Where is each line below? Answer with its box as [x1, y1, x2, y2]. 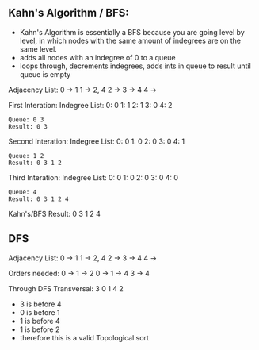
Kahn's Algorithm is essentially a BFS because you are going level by [19, 27, 246, 37]
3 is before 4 [19, 299, 62, 309]
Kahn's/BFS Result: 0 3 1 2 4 [8, 209, 101, 218]
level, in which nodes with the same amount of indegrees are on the [19, 36, 242, 45]
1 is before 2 [19, 325, 60, 334]
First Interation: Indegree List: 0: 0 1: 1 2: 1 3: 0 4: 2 [8, 100, 173, 110]
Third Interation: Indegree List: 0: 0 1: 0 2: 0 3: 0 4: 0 [8, 172, 179, 182]
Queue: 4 [8, 188, 37, 196]
